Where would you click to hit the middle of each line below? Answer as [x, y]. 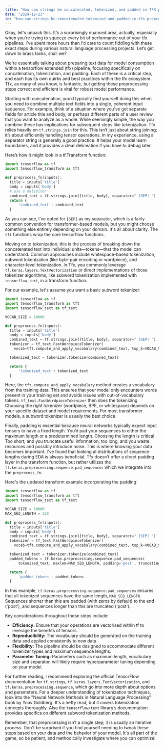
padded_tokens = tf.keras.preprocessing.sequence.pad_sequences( [77, 559]
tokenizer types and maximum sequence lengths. [61, 651]
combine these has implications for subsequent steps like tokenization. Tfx [80, 125]
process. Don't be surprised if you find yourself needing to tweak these [77, 728]
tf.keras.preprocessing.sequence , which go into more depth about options [81, 687]
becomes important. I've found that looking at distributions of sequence [77, 452]
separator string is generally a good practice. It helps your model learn [76, 140]
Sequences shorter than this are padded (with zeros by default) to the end [80, 601]
